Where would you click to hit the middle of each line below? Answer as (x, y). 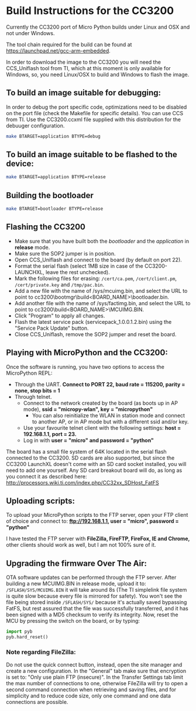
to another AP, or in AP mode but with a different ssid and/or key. (110, 422)
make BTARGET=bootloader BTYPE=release (55, 209)
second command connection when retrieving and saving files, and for (91, 690)
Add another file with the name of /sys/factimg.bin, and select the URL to (102, 303)
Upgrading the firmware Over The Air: (77, 563)
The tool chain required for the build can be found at (69, 44)
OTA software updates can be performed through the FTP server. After (91, 578)
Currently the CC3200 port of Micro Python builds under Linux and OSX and (98, 27)
